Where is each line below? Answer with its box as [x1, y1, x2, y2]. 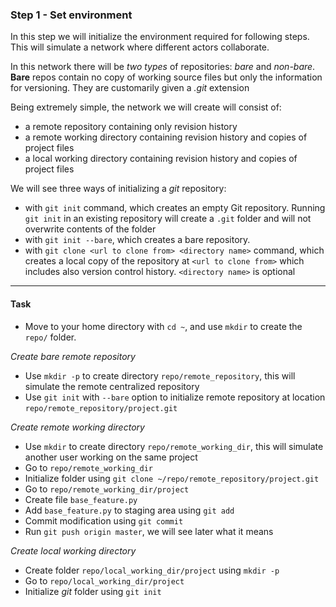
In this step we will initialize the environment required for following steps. [10, 31, 310, 43]
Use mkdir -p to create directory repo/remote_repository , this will [24, 369, 296, 382]
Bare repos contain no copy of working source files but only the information [10, 71, 323, 83]
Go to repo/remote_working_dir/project [24, 483, 190, 495]
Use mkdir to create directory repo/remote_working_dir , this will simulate [24, 440, 324, 452]
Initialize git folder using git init [24, 585, 162, 597]
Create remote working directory [10, 421, 145, 433]
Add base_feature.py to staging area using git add [24, 504, 235, 516]
